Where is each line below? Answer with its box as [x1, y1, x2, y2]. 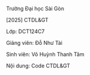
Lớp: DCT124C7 [6, 28, 45, 35]
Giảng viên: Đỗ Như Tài [6, 40, 63, 46]
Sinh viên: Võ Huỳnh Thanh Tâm [6, 51, 85, 58]
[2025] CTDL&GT [6, 17, 49, 23]
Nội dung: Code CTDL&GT [6, 62, 70, 69]
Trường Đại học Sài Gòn [6, 5, 65, 12]
